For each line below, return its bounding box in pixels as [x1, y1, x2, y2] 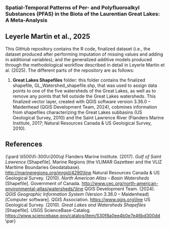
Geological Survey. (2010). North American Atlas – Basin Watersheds [5, 175, 149, 181]
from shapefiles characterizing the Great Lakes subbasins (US [12, 109, 143, 115]
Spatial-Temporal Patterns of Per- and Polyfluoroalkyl [5, 4, 140, 11]
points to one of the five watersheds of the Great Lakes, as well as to [12, 87, 156, 94]
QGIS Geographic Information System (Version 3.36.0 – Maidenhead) [5, 191, 149, 197]
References [5, 140, 42, 149]
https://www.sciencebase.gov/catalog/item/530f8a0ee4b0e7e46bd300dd [5, 212, 160, 218]
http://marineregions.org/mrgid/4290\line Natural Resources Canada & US [5, 169, 160, 175]
